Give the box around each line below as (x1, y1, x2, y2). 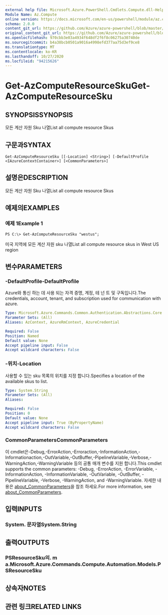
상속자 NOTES (5, 584, 46, 592)
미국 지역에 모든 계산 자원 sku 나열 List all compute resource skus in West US (5, 241, 159, 247)
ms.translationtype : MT (5, 45, 55, 50)
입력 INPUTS (5, 505, 42, 513)
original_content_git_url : (5, 31, 61, 36)
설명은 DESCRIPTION (5, 173, 68, 182)
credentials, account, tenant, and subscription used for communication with (5, 295, 161, 301)
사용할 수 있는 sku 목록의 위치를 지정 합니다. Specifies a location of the (5, 373, 145, 379)
